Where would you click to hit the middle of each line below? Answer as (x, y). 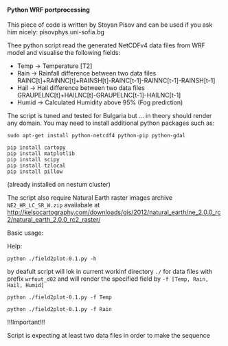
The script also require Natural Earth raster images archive (90, 198)
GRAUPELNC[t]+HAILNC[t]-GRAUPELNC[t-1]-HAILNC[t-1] (99, 95)
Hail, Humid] (26, 286)
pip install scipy (33, 160)
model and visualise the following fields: (64, 53)
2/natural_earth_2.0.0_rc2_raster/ (54, 220)
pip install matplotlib (41, 154)
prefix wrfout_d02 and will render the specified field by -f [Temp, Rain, (108, 279)
